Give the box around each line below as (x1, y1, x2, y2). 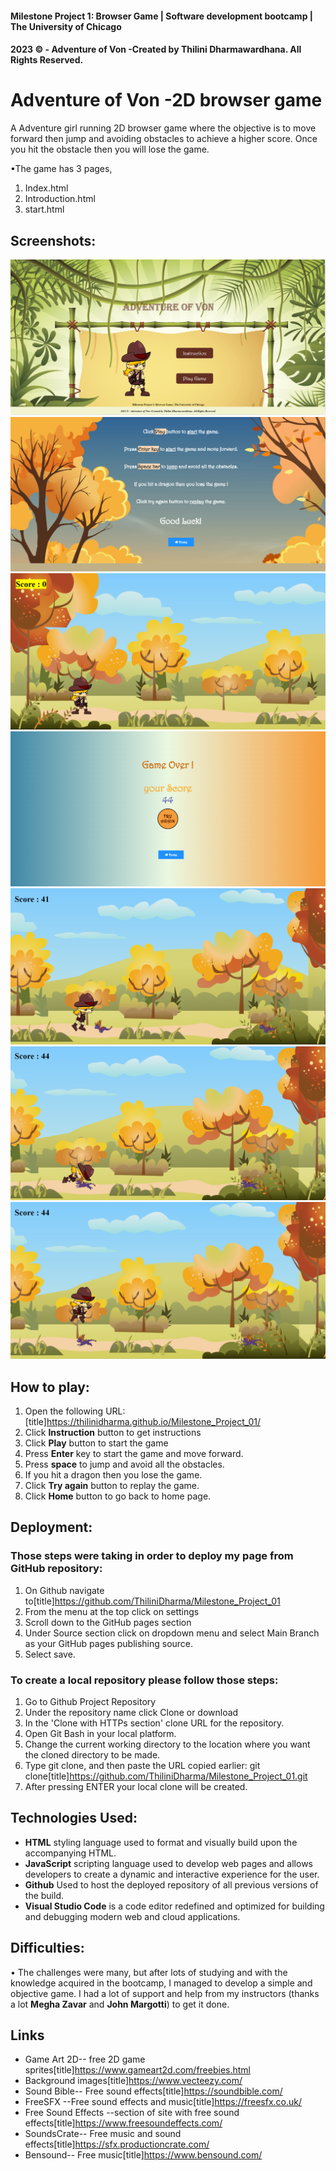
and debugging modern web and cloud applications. (24, 1910, 241, 1922)
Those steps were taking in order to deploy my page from (10, 1549, 294, 1563)
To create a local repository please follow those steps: (10, 1673, 279, 1687)
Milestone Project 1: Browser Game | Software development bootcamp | (10, 10, 313, 22)
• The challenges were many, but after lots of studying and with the (10, 1966, 288, 1978)
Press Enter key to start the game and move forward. (24, 1448, 244, 1460)
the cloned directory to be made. (24, 1749, 161, 1761)
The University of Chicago (10, 20, 122, 32)
